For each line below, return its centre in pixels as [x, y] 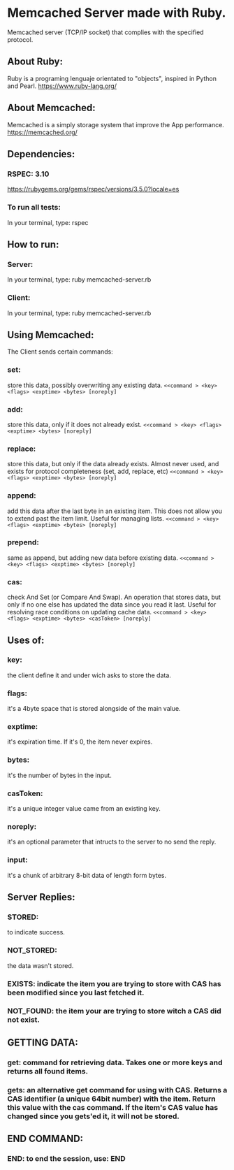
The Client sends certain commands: [60, 352]
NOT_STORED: [32, 951]
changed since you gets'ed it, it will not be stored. [94, 1116]
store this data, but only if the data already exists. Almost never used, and [113, 464]
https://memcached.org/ [43, 132]
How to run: [33, 244]
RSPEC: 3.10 [28, 174]
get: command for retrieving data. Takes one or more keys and [115, 1062]
